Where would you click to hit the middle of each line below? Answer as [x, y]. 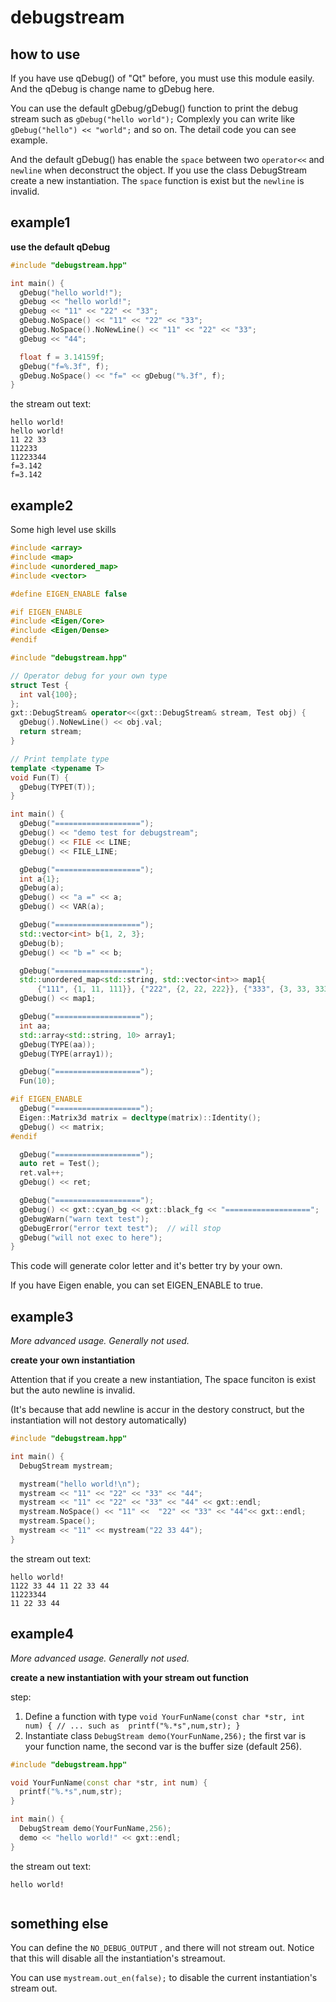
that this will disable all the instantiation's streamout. [118, 1958]
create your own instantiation [73, 1360]
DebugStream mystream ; [66, 1466]
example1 [40, 222]
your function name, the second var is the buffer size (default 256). [163, 1746]
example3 [42, 1316]
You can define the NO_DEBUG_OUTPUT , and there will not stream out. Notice [162, 1948]
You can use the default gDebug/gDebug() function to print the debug [154, 108]
